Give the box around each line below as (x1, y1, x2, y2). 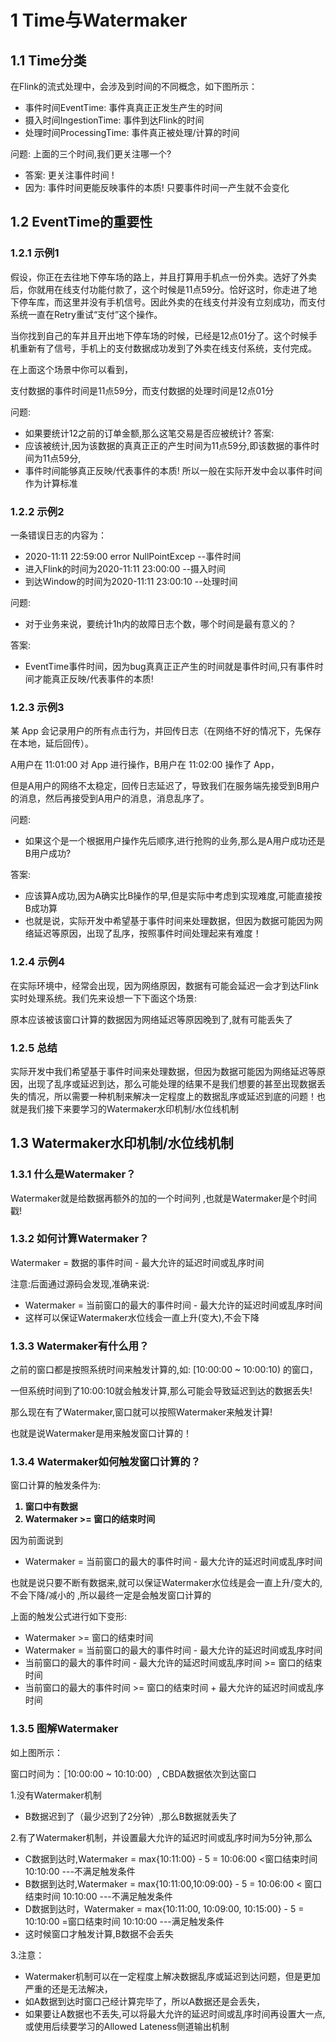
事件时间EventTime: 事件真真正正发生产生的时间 (24, 102, 223, 113)
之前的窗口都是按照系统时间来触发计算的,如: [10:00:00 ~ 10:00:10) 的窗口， (10, 1364, 318, 1376)
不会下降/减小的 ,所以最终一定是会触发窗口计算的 (10, 1589, 212, 1601)
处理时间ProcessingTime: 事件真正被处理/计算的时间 (24, 127, 240, 138)
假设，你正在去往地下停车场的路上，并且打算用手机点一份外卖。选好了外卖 (10, 271, 317, 283)
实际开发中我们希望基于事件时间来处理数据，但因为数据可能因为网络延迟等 (10, 1065, 317, 1077)
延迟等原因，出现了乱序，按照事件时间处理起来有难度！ (33, 927, 262, 940)
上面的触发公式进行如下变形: (10, 1611, 128, 1623)
